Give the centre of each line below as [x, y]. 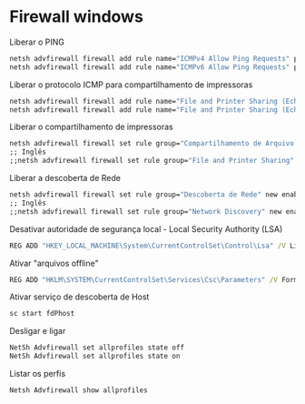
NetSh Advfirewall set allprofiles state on [95, 357]
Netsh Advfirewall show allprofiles [79, 390]
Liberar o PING [37, 42]
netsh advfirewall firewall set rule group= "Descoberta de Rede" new [144, 195]
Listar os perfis [38, 374]
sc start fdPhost [42, 314]
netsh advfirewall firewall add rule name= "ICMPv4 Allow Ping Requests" [150, 58]
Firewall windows [76, 17]
